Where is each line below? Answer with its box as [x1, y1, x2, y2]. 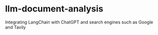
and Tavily [5, 24, 26, 30]
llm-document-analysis [5, 3, 103, 14]
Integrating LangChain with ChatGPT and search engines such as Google [5, 19, 154, 25]
